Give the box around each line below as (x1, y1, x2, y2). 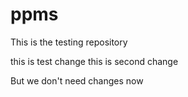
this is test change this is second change (10, 55, 179, 67)
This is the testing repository (10, 36, 128, 48)
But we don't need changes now (10, 74, 144, 87)
